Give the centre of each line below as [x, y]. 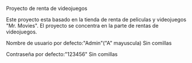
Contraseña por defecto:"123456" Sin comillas [62, 54]
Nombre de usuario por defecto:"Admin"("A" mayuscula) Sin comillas [89, 43]
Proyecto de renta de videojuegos [47, 8]
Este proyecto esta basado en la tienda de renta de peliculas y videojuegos [96, 19]
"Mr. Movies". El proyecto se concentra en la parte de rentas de [82, 26]
